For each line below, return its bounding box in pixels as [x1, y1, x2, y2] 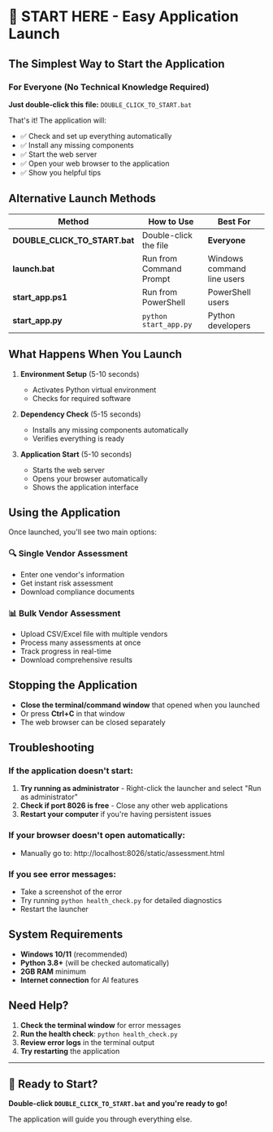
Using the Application [8, 505, 121, 519]
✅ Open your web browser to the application [19, 158, 170, 168]
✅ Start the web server [19, 149, 97, 159]
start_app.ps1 [12, 292, 67, 303]
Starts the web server [32, 464, 106, 474]
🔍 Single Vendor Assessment [8, 548, 128, 560]
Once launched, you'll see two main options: [8, 527, 157, 537]
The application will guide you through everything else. [8, 1114, 193, 1124]
